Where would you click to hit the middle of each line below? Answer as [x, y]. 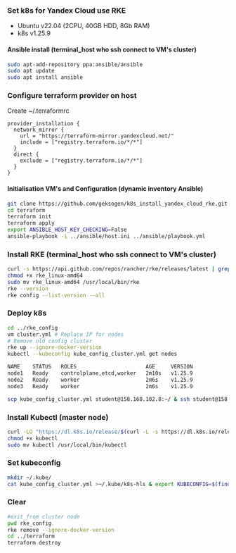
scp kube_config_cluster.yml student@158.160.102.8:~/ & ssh [99, 399]
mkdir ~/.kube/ [29, 478]
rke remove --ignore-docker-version [61, 530]
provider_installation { [44, 124]
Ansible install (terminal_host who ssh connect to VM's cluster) [102, 49]
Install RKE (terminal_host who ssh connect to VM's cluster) [112, 254]
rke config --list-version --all [56, 295]
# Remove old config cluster [50, 341]
